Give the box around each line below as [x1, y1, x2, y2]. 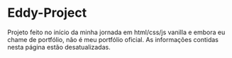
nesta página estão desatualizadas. [7, 43, 111, 51]
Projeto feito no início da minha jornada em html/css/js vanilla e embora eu [7, 28, 226, 36]
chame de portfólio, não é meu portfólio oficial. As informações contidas [7, 35, 219, 43]
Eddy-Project [7, 5, 87, 21]
